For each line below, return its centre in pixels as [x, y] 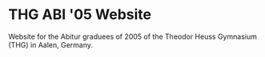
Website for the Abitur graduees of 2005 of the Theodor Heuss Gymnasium [133, 36]
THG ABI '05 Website [80, 15]
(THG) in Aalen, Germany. [51, 44]
